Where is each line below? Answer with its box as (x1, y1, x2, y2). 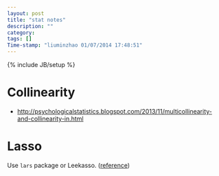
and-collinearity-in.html (16, 114, 84, 123)
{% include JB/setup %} (7, 61, 76, 68)
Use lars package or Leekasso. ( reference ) (7, 161, 130, 169)
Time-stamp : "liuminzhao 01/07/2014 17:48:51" (7, 42, 143, 49)
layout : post (7, 10, 45, 17)
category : (7, 29, 36, 36)
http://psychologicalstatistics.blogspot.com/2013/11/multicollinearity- (16, 107, 213, 115)
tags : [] (7, 36, 32, 42)
